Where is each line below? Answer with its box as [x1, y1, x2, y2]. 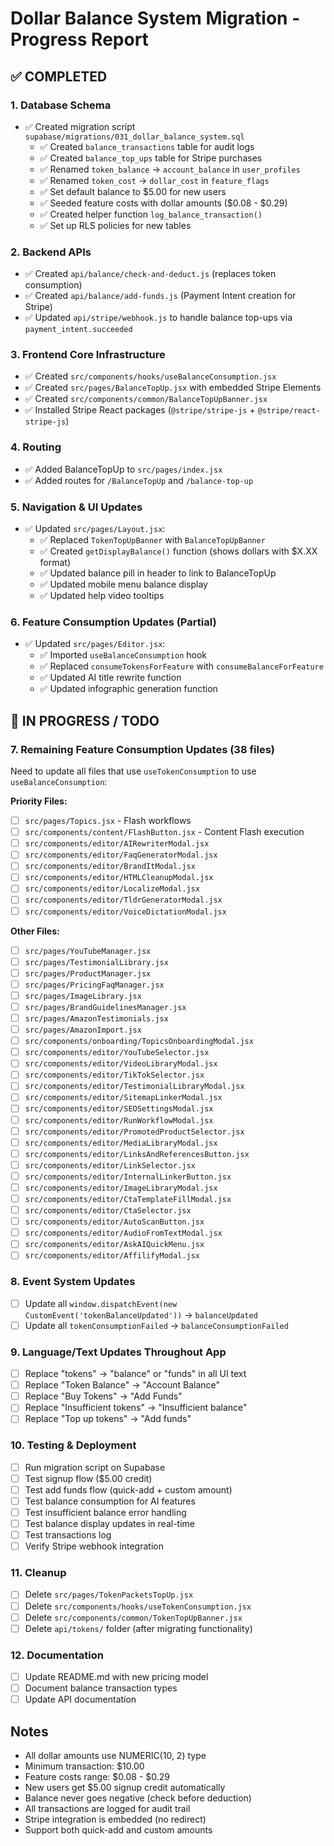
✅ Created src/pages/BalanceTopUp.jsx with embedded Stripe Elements [24, 382, 322, 394]
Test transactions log [24, 1529, 112, 1541]
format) [39, 557, 72, 569]
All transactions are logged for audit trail [24, 1803, 191, 1815]
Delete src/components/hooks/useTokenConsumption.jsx [24, 1600, 252, 1612]
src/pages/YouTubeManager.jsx [24, 946, 152, 956]
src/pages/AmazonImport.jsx [24, 1025, 142, 1036]
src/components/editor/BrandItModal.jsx [24, 862, 196, 872]
